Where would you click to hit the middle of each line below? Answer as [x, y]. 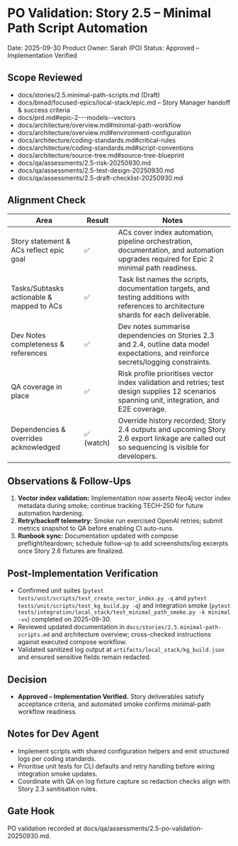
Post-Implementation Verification [83, 573]
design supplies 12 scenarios [167, 391]
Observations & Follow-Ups [69, 481]
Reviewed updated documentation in [71, 627]
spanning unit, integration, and [169, 400]
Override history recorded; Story [172, 421]
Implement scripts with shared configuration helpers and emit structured [123, 751]
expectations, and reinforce [164, 353]
